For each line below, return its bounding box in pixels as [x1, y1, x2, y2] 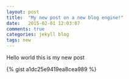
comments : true [6, 26, 45, 32]
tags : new [6, 37, 32, 43]
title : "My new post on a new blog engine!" [6, 15, 124, 21]
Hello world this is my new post [6, 54, 85, 61]
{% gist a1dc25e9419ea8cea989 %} [6, 66, 97, 73]
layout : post [6, 9, 40, 15]
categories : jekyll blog [6, 32, 69, 38]
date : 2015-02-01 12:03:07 [6, 20, 80, 26]
